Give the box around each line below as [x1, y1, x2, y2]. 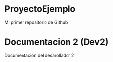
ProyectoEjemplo [4, 3, 76, 15]
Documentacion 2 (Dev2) [4, 36, 109, 47]
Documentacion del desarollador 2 [4, 52, 74, 58]
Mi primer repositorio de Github [4, 19, 68, 25]
